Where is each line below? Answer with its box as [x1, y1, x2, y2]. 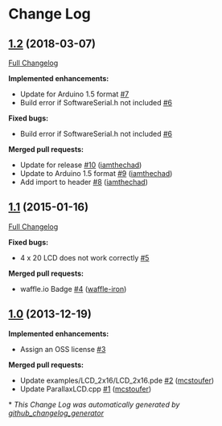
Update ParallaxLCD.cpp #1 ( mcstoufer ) [19, 383, 152, 394]
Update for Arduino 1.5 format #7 [19, 89, 129, 99]
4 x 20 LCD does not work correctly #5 [19, 252, 150, 262]
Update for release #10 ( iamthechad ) [19, 160, 142, 170]
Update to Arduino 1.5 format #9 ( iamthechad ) [19, 169, 173, 178]
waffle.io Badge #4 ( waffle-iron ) [19, 284, 127, 293]
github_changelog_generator [8, 408, 105, 418]
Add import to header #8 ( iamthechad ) [19, 178, 149, 186]
